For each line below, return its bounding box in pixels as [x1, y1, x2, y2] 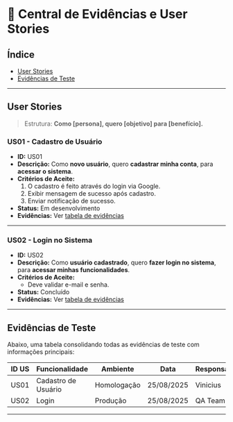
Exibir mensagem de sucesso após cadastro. [27, 189, 156, 198]
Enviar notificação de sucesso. [27, 197, 116, 205]
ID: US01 [17, 153, 43, 161]
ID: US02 [17, 251, 44, 260]
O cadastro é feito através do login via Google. [27, 182, 161, 190]
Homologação [94, 380, 141, 390]
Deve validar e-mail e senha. [27, 280, 110, 289]
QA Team [195, 396, 225, 405]
